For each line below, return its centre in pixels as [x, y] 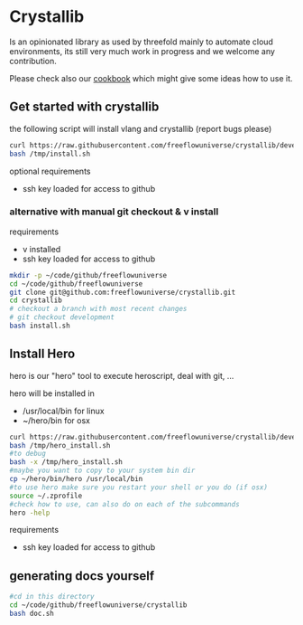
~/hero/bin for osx [56, 420]
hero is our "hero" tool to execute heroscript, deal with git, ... [122, 375]
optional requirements [50, 171]
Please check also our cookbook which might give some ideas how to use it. [151, 78]
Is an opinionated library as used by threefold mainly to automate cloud [141, 42]
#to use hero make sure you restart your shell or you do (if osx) [139, 487]
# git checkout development [62, 317]
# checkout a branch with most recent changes [98, 309]
